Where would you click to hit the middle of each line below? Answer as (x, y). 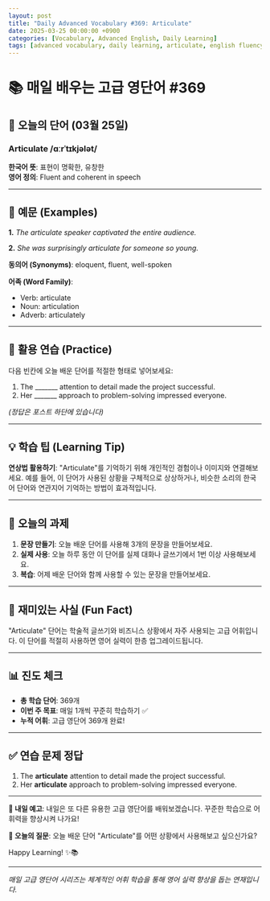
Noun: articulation (49, 306)
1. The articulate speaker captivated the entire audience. (102, 232)
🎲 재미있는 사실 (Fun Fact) (71, 609)
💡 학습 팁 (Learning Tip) (67, 447)
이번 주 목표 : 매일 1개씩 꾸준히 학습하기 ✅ (84, 710)
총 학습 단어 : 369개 (50, 700)
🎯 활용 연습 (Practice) (60, 350)
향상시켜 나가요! (54, 818)
